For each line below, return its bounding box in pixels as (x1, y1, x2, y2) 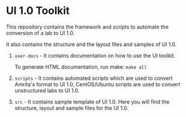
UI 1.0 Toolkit (6, 4, 70, 17)
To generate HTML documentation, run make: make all (14, 63, 147, 70)
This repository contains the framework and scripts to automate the (6, 23, 169, 30)
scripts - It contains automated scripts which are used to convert (14, 75, 173, 81)
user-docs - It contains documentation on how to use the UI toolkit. (14, 52, 175, 59)
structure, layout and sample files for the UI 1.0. (14, 104, 129, 111)
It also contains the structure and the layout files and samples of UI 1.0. (6, 41, 177, 48)
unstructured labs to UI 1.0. (14, 87, 80, 94)
